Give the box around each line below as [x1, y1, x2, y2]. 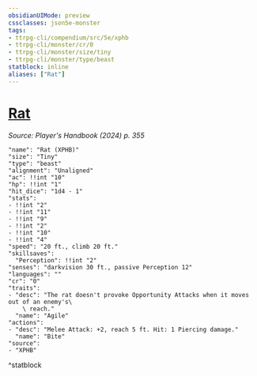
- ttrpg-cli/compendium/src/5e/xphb [8, 33, 129, 42]
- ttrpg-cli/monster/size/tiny [8, 48, 111, 56]
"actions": [8, 318, 44, 326]
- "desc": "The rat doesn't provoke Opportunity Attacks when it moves [8, 291, 249, 299]
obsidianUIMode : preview [8, 11, 90, 20]
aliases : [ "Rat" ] [8, 70, 66, 78]
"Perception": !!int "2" [15, 256, 97, 265]
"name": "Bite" [15, 333, 66, 340]
